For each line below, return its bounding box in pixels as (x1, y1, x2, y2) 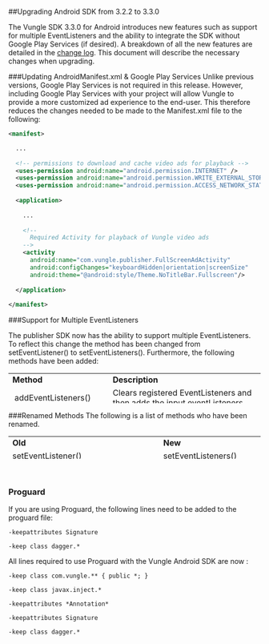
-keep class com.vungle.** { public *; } (8, 572, 149, 580)
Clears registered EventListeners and (112, 388, 252, 399)
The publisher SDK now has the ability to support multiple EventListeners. (8, 331, 251, 340)
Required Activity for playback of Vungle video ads (29, 234, 210, 242)
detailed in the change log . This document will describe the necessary (8, 48, 240, 57)
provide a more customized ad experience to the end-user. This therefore (8, 98, 251, 107)
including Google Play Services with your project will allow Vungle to (8, 89, 235, 99)
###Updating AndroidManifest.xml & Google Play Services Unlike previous (8, 72, 255, 81)
